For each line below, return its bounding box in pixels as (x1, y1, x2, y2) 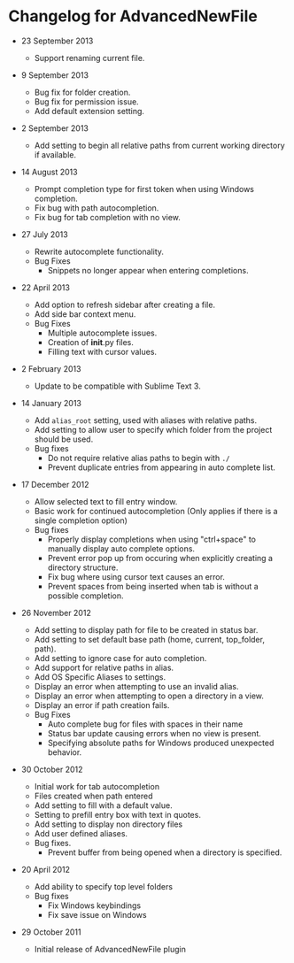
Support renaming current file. (34, 52, 145, 63)
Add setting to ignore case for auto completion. (34, 652, 207, 663)
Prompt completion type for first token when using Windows (34, 183, 254, 194)
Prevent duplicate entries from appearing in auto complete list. (47, 462, 276, 473)
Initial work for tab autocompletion (34, 781, 160, 791)
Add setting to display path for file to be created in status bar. (34, 624, 259, 635)
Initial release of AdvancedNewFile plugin (34, 944, 187, 954)
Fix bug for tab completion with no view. (34, 212, 181, 222)
